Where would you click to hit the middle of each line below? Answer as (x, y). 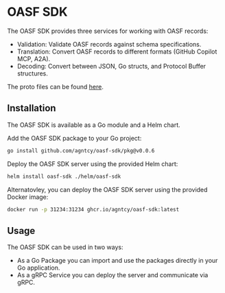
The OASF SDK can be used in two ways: (65, 247)
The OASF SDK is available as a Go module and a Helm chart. (94, 125)
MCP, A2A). (34, 58)
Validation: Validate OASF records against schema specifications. (109, 44)
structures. (32, 73)
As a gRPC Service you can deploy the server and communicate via (113, 275)
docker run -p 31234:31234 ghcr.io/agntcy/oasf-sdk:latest (93, 209)
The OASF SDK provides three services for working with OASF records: (108, 31)
